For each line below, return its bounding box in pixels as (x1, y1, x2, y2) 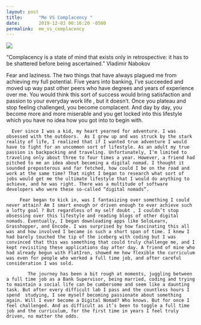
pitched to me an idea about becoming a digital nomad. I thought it (6, 160, 185, 166)
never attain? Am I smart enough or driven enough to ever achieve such (6, 202, 193, 208)
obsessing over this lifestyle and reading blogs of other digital (6, 213, 179, 219)
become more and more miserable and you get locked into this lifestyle (6, 110, 182, 118)
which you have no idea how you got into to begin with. (6, 117, 143, 124)
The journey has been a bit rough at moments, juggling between (28, 271, 193, 277)
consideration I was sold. (6, 260, 74, 266)
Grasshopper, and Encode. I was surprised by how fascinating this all (6, 224, 190, 230)
